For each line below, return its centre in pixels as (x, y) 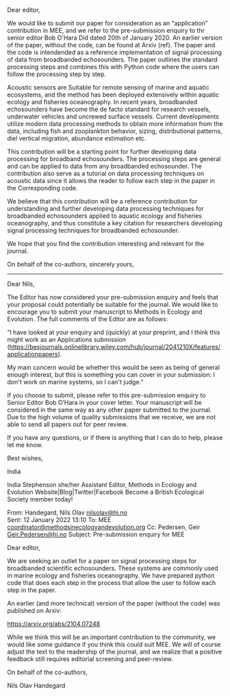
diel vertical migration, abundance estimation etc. (77, 138)
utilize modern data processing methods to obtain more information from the (115, 124)
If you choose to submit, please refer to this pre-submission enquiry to (106, 395)
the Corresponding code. (42, 188)
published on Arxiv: (35, 610)
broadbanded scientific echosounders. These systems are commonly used (113, 568)
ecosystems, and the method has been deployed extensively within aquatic (113, 95)
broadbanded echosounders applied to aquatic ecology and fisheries (104, 216)
